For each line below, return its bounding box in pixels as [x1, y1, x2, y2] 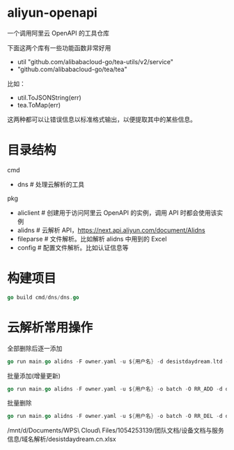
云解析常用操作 [7, 320, 93, 336]
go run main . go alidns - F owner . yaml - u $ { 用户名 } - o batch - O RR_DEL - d [7, 413, 223, 420]
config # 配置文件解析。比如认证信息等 [17, 243, 129, 252]
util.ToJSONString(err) [17, 93, 81, 102]
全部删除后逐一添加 [7, 344, 63, 352]
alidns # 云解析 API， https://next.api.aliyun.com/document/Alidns [17, 225, 205, 234]
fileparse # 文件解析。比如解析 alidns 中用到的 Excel [17, 234, 167, 243]
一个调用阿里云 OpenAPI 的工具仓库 [7, 29, 109, 37]
